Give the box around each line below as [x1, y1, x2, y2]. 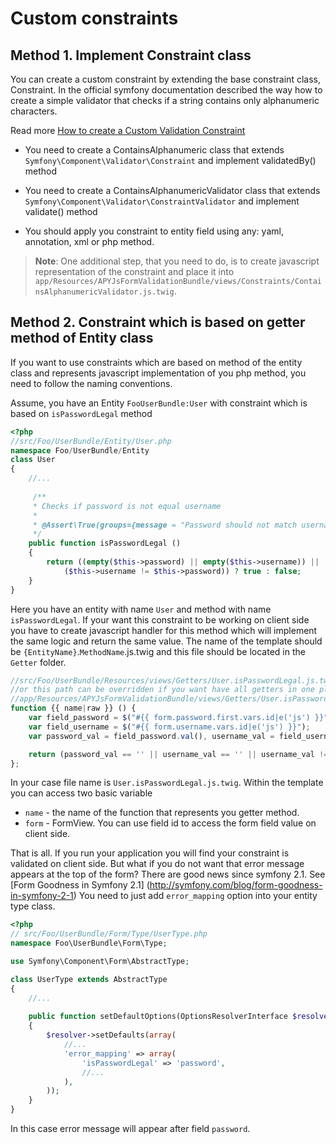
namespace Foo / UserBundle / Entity [10, 445, 150, 456]
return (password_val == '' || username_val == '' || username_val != [28, 749, 329, 759]
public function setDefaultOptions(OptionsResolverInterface [28, 1012, 288, 1022]
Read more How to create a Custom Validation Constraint [10, 125, 246, 136]
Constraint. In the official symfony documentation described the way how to [10, 84, 323, 96]
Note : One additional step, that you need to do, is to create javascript [34, 255, 320, 267]
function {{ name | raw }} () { [10, 703, 137, 714]
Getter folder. [10, 656, 67, 668]
